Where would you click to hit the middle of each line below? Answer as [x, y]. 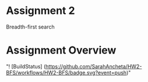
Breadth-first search [31, 27]
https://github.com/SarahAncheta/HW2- [94, 66]
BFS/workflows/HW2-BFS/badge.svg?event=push [66, 72]
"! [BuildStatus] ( [26, 66]
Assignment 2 [40, 11]
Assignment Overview [61, 50]
